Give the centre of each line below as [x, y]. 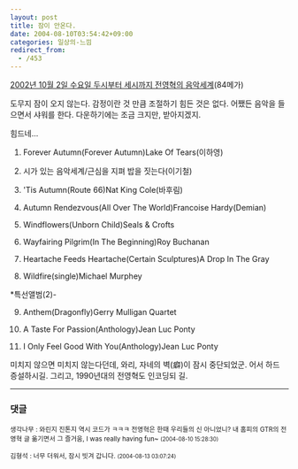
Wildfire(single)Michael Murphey [82, 276]
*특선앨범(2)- [33, 294]
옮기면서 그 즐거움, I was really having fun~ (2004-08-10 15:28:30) [125, 439]
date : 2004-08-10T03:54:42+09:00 [72, 34]
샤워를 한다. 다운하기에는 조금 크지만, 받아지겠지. [117, 115]
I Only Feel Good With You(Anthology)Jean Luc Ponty [121, 346]
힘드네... [24, 133]
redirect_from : [38, 50]
